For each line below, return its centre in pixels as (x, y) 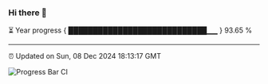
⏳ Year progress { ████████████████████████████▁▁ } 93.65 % (130, 30)
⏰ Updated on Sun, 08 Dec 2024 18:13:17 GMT (85, 56)
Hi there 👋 (28, 13)
